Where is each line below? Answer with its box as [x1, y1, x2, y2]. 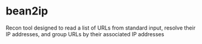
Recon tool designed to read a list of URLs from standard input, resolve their [5, 24, 196, 31]
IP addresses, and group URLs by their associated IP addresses [5, 30, 164, 37]
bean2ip [5, 4, 49, 18]
